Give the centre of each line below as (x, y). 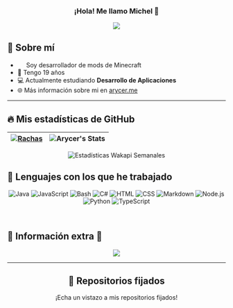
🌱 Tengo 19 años (41, 73)
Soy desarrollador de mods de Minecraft (84, 65)
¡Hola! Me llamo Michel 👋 (116, 11)
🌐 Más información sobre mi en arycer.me (77, 90)
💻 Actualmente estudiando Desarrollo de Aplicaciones (97, 80)
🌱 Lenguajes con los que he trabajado (90, 177)
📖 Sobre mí (31, 48)
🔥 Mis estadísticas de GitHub (71, 119)
